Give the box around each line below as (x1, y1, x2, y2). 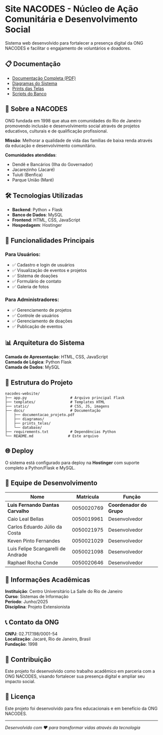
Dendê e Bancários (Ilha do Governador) (12, 161, 93, 167)
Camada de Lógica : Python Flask (5, 359, 72, 365)
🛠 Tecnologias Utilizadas (5, 191, 83, 200)
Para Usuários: (5, 251, 41, 258)
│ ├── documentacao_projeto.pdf (5, 412, 75, 417)
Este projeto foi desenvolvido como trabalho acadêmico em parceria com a (5, 668, 155, 674)
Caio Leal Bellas (7, 516, 44, 522)
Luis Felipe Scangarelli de (7, 545, 66, 552)
